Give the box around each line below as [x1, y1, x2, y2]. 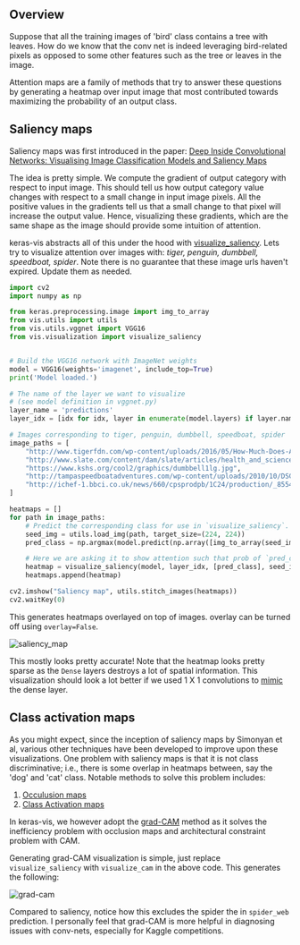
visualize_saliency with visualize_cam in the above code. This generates [9, 862, 281, 873]
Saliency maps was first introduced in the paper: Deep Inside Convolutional [9, 145, 286, 156]
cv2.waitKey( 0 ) [9, 595, 66, 604]
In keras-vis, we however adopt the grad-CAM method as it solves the [9, 816, 268, 827]
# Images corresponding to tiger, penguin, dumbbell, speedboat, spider [9, 430, 286, 439]
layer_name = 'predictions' [9, 406, 114, 415]
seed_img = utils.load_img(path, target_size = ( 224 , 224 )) [25, 530, 246, 539]
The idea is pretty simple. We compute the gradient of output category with [9, 172, 287, 183]
